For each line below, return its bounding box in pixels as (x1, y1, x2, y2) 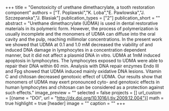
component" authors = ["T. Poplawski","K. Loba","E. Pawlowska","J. (5, 10, 145, 16)
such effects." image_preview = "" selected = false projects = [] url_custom (5, 90, 161, 95)
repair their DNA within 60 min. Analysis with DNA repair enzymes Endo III (5, 63, 159, 69)
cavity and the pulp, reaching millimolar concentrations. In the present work (5, 36, 162, 42)
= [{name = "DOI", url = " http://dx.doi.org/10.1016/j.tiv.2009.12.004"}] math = (5, 95, 164, 101)
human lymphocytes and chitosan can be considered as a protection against (5, 84, 164, 90)
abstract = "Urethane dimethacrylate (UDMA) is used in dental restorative (5, 20, 158, 26)
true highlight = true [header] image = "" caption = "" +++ (5, 100, 126, 106)
